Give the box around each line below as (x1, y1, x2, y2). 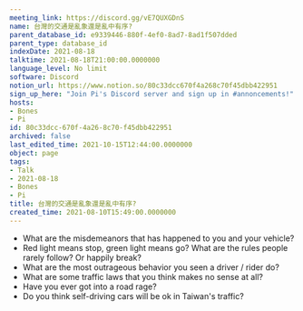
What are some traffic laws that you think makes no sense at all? (22, 271, 263, 282)
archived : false (9, 132, 71, 141)
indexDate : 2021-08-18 (9, 47, 95, 56)
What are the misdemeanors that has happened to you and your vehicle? (22, 233, 295, 244)
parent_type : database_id (9, 38, 107, 48)
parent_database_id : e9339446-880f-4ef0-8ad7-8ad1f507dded (9, 30, 238, 39)
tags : (9, 156, 30, 166)
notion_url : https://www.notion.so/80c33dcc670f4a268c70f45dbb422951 (9, 81, 279, 90)
